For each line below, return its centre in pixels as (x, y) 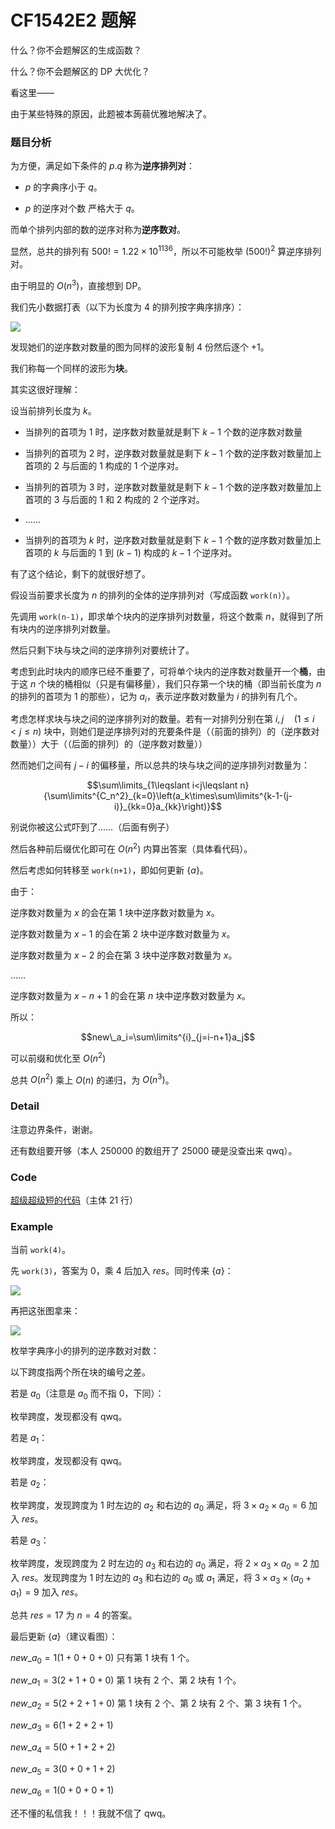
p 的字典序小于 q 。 (63, 187)
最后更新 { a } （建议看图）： (64, 1636)
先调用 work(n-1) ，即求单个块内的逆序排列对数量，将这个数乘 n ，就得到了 (162, 616)
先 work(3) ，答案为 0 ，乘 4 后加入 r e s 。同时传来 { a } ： (122, 1271)
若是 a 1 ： (29, 1439)
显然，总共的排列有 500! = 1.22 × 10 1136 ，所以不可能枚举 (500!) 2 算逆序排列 (166, 250)
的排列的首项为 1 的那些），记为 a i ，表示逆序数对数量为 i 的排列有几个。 (156, 697)
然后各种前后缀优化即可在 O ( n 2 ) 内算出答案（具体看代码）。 (131, 848)
